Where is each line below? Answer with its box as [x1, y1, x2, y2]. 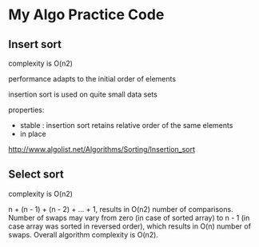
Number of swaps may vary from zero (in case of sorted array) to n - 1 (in [8, 213, 250, 222]
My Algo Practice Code [8, 6, 165, 24]
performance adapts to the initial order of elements [8, 74, 177, 83]
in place [19, 129, 46, 138]
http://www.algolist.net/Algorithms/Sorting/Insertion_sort [8, 145, 196, 153]
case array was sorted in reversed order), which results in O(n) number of [8, 221, 252, 231]
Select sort [8, 168, 64, 181]
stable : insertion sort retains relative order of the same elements [19, 121, 233, 129]
